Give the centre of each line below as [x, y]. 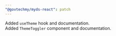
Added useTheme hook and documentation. [48, 23]
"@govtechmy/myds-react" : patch [38, 9]
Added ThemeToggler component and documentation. [58, 28]
